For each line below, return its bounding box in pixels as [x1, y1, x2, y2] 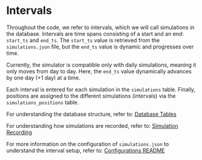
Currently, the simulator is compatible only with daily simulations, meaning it [6, 61, 197, 68]
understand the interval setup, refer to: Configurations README [6, 147, 165, 154]
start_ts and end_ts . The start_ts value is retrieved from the [6, 36, 160, 44]
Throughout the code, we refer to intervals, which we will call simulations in [6, 24, 195, 31]
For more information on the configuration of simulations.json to [6, 140, 169, 147]
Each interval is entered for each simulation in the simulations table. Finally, [6, 85, 196, 93]
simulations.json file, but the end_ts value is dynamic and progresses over [6, 43, 194, 50]
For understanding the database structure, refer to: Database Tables [6, 110, 177, 118]
